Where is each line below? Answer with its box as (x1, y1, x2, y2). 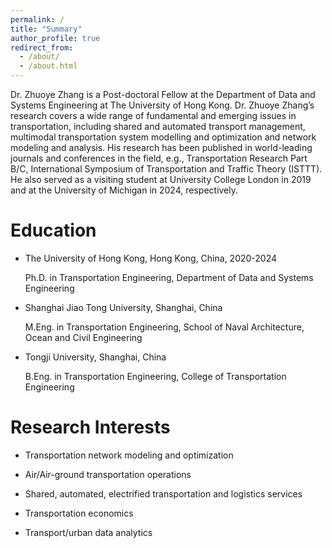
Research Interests (10, 416, 171, 439)
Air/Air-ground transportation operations (24, 468, 192, 480)
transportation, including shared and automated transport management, (10, 121, 306, 132)
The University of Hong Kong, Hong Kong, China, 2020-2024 (24, 252, 278, 264)
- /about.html (19, 61, 78, 71)
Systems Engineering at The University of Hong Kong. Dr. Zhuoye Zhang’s (10, 99, 315, 111)
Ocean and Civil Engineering (24, 331, 143, 343)
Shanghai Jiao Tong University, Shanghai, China (24, 301, 223, 313)
